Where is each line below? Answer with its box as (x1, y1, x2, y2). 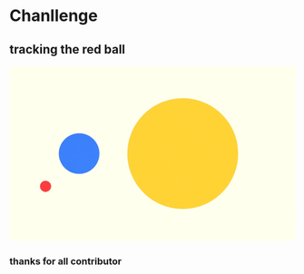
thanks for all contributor (9, 255, 123, 268)
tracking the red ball (9, 42, 125, 57)
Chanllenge (9, 5, 98, 26)
